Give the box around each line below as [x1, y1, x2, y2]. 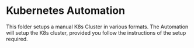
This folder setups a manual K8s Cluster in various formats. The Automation [6, 23, 189, 30]
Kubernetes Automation [6, 4, 126, 17]
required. [6, 35, 28, 42]
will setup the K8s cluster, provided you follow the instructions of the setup [6, 29, 186, 36]
